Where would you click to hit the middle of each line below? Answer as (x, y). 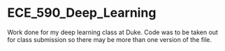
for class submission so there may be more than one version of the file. (109, 39)
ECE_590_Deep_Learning (82, 13)
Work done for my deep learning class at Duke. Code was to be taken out (113, 32)
